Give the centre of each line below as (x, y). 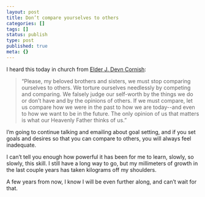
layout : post (23, 12)
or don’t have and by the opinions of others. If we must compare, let (107, 100)
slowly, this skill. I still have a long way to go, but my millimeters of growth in (102, 163)
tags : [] (17, 29)
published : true (27, 46)
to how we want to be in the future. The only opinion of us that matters (110, 113)
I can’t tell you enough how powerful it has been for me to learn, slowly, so (100, 157)
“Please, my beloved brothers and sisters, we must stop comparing (106, 81)
